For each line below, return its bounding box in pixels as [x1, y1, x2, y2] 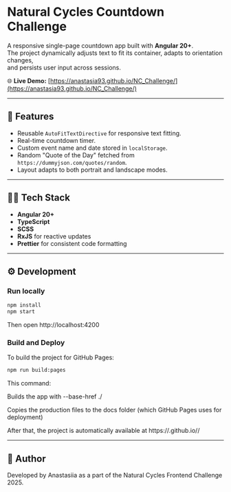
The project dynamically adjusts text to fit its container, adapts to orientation [7, 49, 223, 57]
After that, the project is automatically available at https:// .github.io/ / [7, 427, 200, 435]
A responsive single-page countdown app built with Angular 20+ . [7, 41, 194, 49]
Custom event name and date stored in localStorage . [16, 144, 168, 152]
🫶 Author [7, 453, 46, 465]
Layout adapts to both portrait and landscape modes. [16, 166, 168, 174]
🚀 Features [7, 111, 54, 122]
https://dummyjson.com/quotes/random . [16, 158, 127, 166]
